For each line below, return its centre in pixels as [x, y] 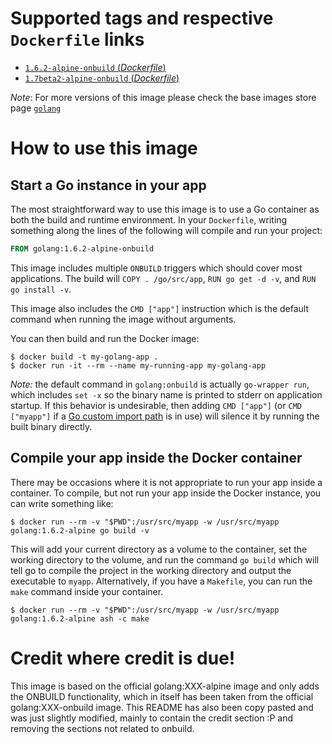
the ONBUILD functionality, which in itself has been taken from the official [162, 696]
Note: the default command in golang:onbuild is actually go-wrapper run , [160, 384]
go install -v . [41, 289]
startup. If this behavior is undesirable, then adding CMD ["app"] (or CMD [156, 405]
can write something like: [62, 503]
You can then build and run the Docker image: [105, 338]
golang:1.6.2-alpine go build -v [80, 530]
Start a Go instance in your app [108, 185]
